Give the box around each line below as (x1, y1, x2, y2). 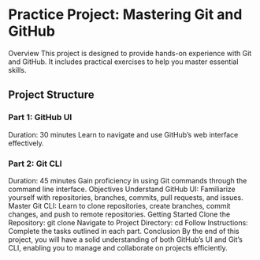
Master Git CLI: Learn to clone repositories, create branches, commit (8, 201, 231, 210)
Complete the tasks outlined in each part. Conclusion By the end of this (8, 226, 240, 236)
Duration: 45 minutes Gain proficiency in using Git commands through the (8, 175, 247, 185)
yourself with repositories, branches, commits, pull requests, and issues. (8, 192, 243, 202)
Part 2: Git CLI (8, 158, 62, 169)
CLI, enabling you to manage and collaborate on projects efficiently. (8, 243, 228, 252)
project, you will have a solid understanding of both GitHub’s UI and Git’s (8, 235, 243, 244)
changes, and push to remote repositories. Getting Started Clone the (8, 209, 231, 219)
